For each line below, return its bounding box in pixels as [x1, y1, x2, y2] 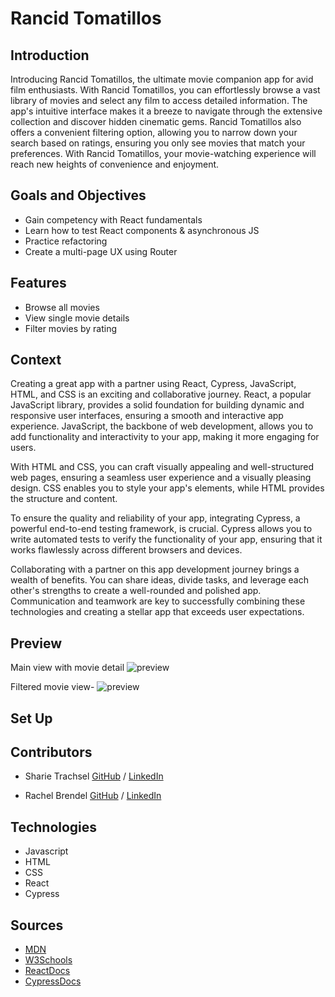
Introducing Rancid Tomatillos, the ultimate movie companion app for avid [10, 73, 314, 85]
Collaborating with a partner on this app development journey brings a [10, 563, 300, 576]
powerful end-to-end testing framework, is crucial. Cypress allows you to [10, 523, 313, 535]
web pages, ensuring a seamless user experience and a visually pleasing [10, 472, 312, 484]
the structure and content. [10, 493, 118, 505]
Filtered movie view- [10, 681, 95, 693]
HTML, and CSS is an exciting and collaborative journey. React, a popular [10, 388, 312, 401]
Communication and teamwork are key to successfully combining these [10, 595, 306, 607]
